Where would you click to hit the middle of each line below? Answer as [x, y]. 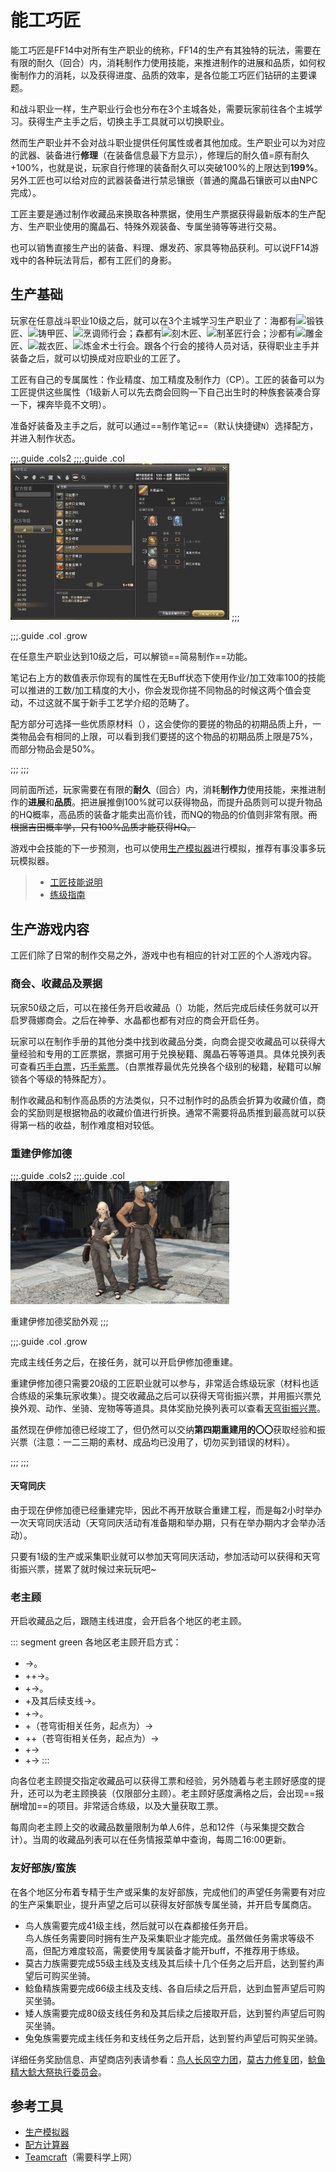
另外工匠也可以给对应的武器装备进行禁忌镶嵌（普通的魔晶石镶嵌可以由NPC [164, 180]
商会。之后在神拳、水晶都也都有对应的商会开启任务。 [154, 1020]
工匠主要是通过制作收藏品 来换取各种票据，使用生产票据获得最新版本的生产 [163, 213]
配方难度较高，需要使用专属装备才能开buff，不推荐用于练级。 [178, 1950]
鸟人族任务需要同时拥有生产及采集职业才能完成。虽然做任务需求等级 [165, 1938]
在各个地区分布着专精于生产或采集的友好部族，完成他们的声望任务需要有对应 [168, 1892]
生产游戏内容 [50, 929]
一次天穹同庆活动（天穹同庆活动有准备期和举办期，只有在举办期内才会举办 [163, 1522]
